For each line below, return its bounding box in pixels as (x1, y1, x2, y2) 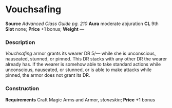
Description (5, 38, 35, 46)
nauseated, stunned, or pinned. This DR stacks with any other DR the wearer (5, 56, 167, 62)
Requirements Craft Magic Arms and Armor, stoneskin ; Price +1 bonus (5, 96, 156, 103)
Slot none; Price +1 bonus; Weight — (5, 26, 85, 32)
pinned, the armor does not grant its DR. (5, 72, 90, 78)
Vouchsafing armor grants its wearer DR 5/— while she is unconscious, (5, 50, 156, 57)
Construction (5, 85, 40, 92)
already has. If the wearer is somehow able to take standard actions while (5, 61, 161, 68)
